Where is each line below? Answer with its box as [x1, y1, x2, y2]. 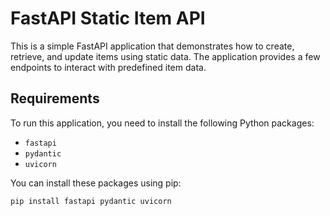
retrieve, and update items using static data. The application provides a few [10, 50, 321, 62]
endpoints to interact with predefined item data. [10, 61, 207, 73]
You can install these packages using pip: [10, 177, 182, 189]
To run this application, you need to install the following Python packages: [10, 117, 315, 129]
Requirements [10, 90, 100, 107]
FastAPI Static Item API [10, 7, 206, 30]
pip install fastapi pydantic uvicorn [10, 196, 172, 206]
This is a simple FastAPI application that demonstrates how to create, [10, 40, 295, 52]
